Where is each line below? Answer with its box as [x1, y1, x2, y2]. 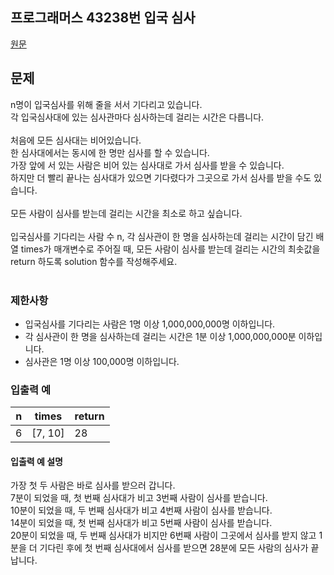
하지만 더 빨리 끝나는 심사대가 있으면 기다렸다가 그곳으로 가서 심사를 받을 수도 [10, 171, 312, 183]
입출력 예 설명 [10, 455, 63, 467]
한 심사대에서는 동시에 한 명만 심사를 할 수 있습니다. [10, 146, 210, 158]
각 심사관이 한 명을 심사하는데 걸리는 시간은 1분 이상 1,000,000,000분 [24, 330, 297, 342]
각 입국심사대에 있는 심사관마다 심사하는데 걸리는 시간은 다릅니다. [10, 111, 265, 123]
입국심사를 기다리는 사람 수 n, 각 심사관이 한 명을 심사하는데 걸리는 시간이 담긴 [10, 230, 314, 242]
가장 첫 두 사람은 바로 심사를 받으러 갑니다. [10, 479, 176, 492]
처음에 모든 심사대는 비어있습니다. [10, 134, 142, 146]
